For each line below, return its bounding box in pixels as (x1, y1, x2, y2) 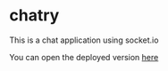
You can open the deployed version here (9, 51, 159, 62)
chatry (9, 5, 60, 26)
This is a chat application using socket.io (9, 35, 159, 45)
